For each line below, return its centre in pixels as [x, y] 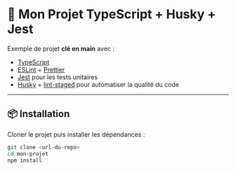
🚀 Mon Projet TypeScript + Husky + [112, 14]
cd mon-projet [28, 153]
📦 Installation [39, 114]
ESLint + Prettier [41, 69]
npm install [25, 160]
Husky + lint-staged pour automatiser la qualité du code [98, 84]
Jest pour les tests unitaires [58, 77]
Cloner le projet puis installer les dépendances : [76, 134]
